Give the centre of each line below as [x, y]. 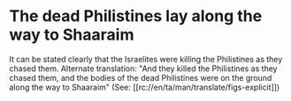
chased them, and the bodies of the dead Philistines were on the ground [141, 77]
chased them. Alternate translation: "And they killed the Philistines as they [143, 69]
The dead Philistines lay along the [136, 16]
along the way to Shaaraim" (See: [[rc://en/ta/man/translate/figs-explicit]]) [145, 87]
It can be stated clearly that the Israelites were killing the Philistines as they [146, 59]
